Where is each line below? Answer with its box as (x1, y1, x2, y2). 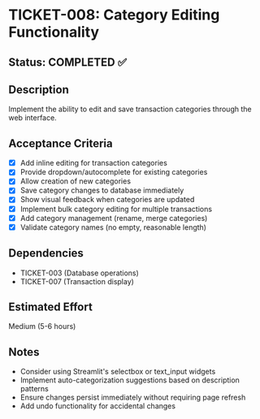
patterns (19, 384, 49, 394)
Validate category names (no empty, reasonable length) (19, 222, 207, 232)
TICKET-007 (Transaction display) (19, 276, 134, 286)
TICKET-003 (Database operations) (19, 268, 140, 278)
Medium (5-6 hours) (8, 322, 76, 331)
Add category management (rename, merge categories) (19, 213, 208, 222)
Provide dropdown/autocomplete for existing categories (19, 167, 208, 177)
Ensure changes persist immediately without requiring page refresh (19, 392, 246, 403)
